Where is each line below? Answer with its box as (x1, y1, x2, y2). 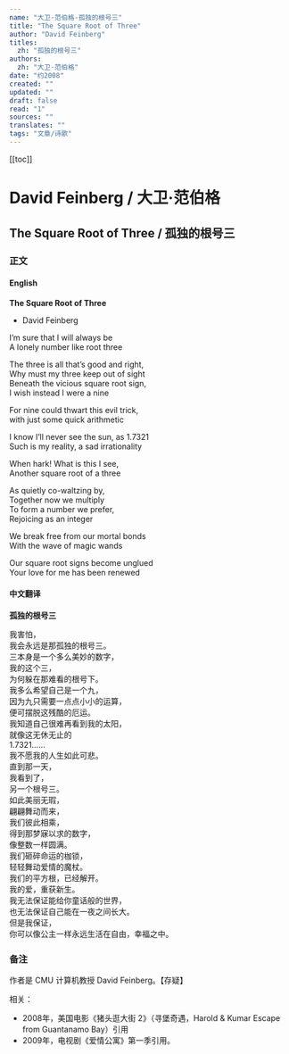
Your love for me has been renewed (9, 567, 141, 577)
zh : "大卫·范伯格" (17, 63, 78, 72)
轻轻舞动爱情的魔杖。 (9, 861, 87, 872)
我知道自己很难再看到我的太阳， (9, 718, 127, 728)
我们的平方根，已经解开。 (9, 872, 103, 884)
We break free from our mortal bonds (9, 530, 146, 541)
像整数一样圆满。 (9, 839, 72, 850)
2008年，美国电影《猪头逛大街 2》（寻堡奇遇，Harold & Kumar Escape (21, 1013, 281, 1024)
